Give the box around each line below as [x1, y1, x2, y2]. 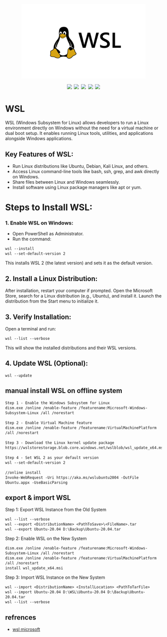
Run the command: [12, 236, 51, 242]
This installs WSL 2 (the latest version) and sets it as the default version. [5, 260, 153, 266]
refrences [5, 613, 36, 622]
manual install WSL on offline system [5, 387, 123, 395]
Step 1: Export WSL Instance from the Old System [5, 507, 107, 513]
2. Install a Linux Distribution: [5, 274, 98, 283]
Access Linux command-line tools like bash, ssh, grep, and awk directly [12, 168, 160, 174]
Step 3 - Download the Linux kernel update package [5, 440, 114, 445]
